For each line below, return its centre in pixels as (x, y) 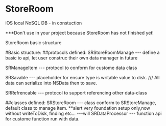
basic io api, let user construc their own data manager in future (72, 58)
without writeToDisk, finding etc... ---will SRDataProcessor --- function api (84, 113)
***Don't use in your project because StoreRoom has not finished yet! (80, 33)
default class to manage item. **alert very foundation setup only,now (78, 108)
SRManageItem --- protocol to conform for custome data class (71, 68)
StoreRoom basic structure (33, 42)
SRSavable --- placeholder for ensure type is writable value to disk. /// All (82, 77)
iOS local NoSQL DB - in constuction (44, 23)
